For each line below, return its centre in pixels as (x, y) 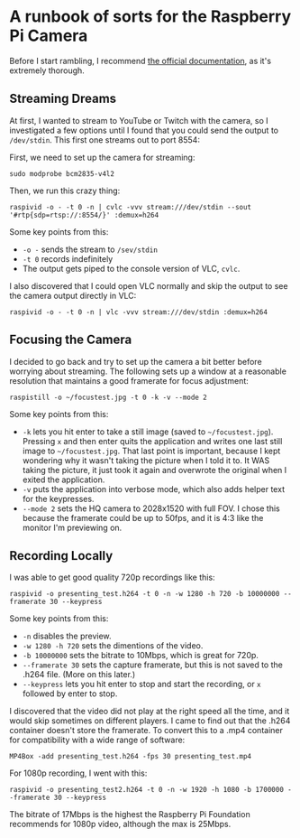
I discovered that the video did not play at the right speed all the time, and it (150, 712)
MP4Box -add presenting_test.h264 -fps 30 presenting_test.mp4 (131, 757)
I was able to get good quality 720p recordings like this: (112, 577)
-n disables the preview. (67, 636)
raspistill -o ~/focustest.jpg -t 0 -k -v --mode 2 (108, 397)
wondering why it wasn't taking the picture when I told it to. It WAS (146, 460)
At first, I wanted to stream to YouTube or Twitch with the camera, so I (139, 120)
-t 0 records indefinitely (68, 258)
